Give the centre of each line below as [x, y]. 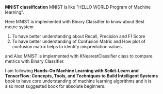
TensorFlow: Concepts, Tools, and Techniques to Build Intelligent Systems [81, 76]
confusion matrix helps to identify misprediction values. [67, 47]
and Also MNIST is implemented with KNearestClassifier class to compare [79, 56]
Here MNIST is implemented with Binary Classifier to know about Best [75, 22]
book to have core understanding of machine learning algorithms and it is [78, 81]
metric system [19, 27]
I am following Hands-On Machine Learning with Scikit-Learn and [72, 71]
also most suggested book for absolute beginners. [55, 86]
